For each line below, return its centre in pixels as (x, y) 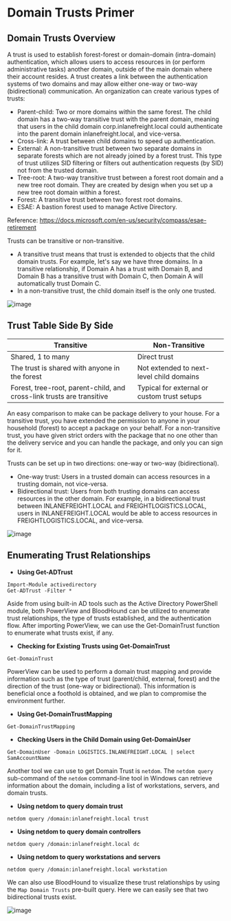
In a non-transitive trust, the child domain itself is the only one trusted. (117, 291)
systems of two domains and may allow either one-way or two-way (102, 84)
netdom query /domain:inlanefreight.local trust (78, 818)
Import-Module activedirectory (52, 584)
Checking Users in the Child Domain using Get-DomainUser (104, 739)
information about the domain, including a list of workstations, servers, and (113, 785)
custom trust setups (169, 396)
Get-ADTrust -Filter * (40, 591)
